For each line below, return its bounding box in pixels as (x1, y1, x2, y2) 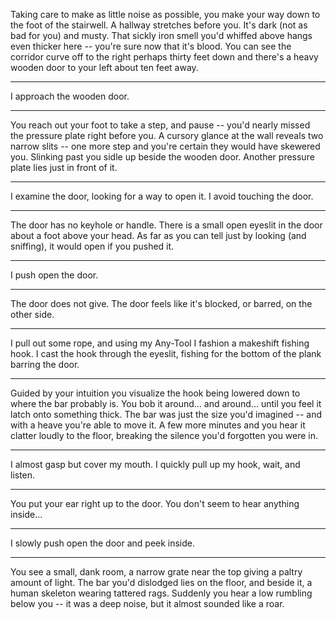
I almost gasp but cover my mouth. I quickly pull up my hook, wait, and (10, 459, 301, 470)
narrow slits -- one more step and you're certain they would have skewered (10, 140, 321, 152)
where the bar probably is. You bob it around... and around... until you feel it (10, 398, 322, 409)
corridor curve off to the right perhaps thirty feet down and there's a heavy (10, 51, 319, 63)
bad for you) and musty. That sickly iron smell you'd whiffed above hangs (10, 30, 313, 41)
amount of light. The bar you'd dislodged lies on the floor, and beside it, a (10, 577, 313, 588)
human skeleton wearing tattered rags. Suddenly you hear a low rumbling (10, 587, 313, 599)
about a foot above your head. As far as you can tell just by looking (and (10, 230, 307, 241)
